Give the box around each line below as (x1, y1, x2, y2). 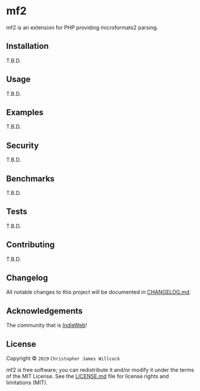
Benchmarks (6, 173, 55, 184)
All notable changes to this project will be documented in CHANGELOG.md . (6, 288, 191, 296)
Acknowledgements (6, 306, 83, 316)
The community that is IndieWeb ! (6, 322, 88, 329)
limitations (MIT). (6, 379, 48, 386)
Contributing (6, 240, 55, 250)
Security (6, 140, 39, 150)
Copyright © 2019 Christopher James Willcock (6, 355, 121, 362)
